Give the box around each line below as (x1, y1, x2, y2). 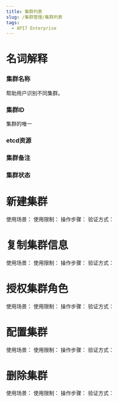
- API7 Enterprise (11, 25, 57, 31)
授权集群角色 (6, 282, 69, 295)
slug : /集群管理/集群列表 (6, 14, 63, 20)
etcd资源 (6, 136, 32, 145)
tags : (6, 19, 19, 25)
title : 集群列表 (6, 8, 42, 15)
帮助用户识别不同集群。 (6, 89, 63, 96)
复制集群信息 (6, 238, 69, 251)
